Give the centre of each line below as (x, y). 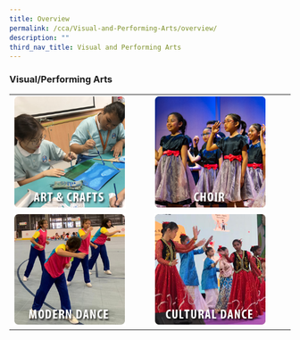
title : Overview (39, 19)
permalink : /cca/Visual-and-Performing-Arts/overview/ (113, 28)
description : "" (39, 37)
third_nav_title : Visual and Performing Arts (95, 47)
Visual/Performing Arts (61, 79)
